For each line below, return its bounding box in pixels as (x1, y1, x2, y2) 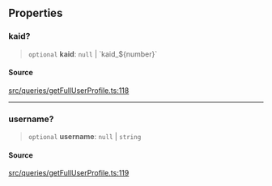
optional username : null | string (28, 132, 142, 142)
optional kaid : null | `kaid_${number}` (28, 49, 158, 59)
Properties (8, 6, 63, 20)
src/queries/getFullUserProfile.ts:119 (8, 168, 130, 178)
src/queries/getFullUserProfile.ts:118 (8, 85, 130, 95)
